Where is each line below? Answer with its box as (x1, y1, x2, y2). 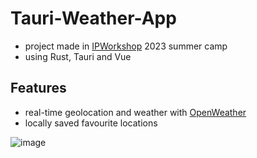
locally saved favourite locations (24, 117, 158, 129)
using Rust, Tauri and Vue (24, 50, 132, 62)
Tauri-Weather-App (10, 7, 177, 30)
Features (10, 80, 67, 97)
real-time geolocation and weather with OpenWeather (24, 106, 247, 118)
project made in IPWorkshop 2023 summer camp (24, 40, 228, 52)
